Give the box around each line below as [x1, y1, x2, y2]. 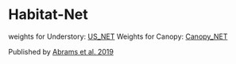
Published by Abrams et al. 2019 [8, 47, 114, 56]
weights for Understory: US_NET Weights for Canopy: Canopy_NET [8, 32, 228, 41]
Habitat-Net [8, 6, 89, 24]
